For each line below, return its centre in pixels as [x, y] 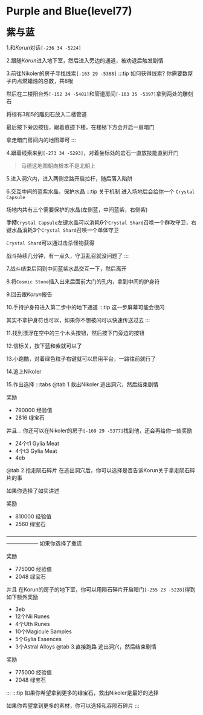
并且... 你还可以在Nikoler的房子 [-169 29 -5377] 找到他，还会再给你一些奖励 [99, 430]
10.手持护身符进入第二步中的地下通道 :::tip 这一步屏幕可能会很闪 [85, 307]
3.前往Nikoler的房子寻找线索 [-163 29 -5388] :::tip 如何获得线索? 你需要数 [97, 73]
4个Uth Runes [32, 624]
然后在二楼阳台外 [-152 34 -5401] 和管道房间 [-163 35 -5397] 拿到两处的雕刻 [100, 94]
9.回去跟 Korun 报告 [29, 294]
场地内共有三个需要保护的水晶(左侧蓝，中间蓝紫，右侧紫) [77, 209]
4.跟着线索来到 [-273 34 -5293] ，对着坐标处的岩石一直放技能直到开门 [92, 153]
